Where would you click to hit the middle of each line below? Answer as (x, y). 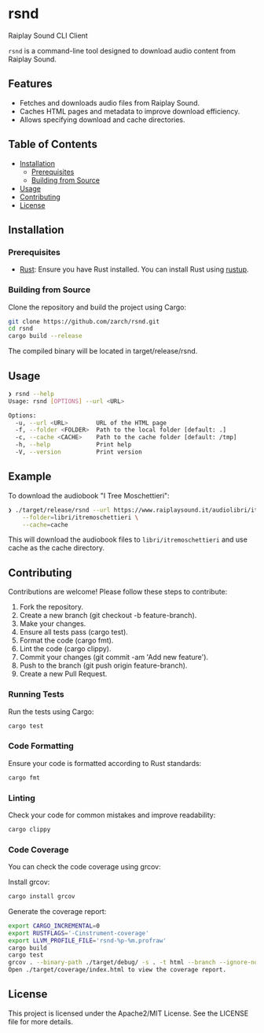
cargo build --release (45, 336)
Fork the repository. (51, 607)
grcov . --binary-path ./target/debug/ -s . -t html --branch (112, 963)
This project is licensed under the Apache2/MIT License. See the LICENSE (128, 1013)
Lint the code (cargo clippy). (65, 649)
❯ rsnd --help (31, 394)
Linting (22, 798)
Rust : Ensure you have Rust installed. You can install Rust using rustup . (134, 269)
